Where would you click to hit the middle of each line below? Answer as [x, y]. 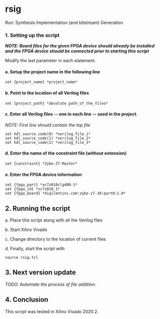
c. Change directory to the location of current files [56, 239]
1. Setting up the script [32, 35]
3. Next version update [41, 273]
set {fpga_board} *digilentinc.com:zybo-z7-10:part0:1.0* [65, 194]
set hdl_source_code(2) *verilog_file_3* [48, 142]
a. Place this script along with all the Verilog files [54, 220]
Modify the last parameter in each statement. [50, 61]
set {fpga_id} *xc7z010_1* [33, 189]
